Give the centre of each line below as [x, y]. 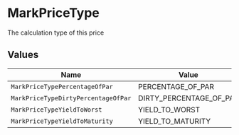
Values [23, 55]
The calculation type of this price [56, 33]
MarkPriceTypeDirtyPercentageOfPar [71, 98]
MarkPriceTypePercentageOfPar [62, 87]
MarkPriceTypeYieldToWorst [57, 110]
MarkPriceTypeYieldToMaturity [62, 121]
